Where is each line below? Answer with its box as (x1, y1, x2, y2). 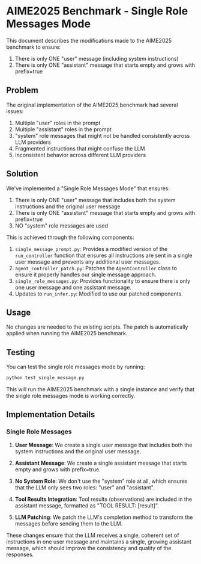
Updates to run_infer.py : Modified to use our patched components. (14, 290, 183, 297)
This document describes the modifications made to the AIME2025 (6, 37, 172, 44)
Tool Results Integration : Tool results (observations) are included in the (14, 495, 193, 503)
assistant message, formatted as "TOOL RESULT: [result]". (14, 501, 159, 509)
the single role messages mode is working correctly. (6, 392, 136, 400)
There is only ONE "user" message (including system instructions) (14, 55, 179, 62)
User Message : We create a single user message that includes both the (14, 441, 193, 448)
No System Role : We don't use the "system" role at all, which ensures (14, 477, 188, 485)
